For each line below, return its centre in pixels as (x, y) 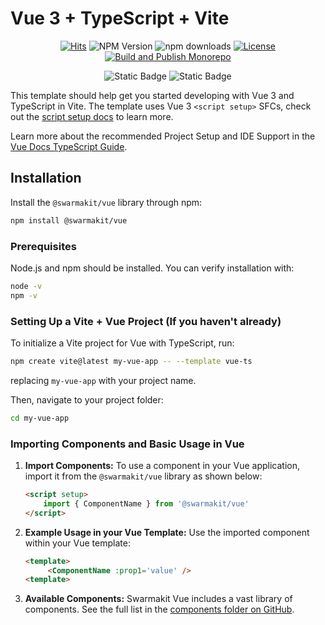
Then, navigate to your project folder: (87, 399)
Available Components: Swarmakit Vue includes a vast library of (158, 599)
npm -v (24, 295)
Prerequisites (43, 246)
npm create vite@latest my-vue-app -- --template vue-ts (131, 361)
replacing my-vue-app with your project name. (103, 380)
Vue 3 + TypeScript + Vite (120, 18)
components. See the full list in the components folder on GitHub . (159, 609)
